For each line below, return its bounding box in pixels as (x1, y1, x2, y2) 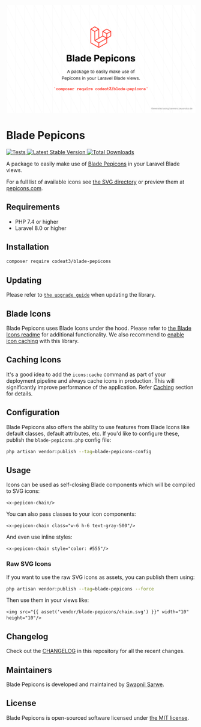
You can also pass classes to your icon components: (6, 510, 136, 518)
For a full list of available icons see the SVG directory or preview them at (6, 178, 185, 185)
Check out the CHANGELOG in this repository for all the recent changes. (6, 648, 185, 655)
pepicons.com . (6, 184, 43, 191)
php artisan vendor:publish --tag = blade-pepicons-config (6, 448, 152, 454)
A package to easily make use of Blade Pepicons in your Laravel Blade (6, 160, 180, 167)
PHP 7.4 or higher (14, 218, 59, 225)
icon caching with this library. (6, 337, 79, 344)
